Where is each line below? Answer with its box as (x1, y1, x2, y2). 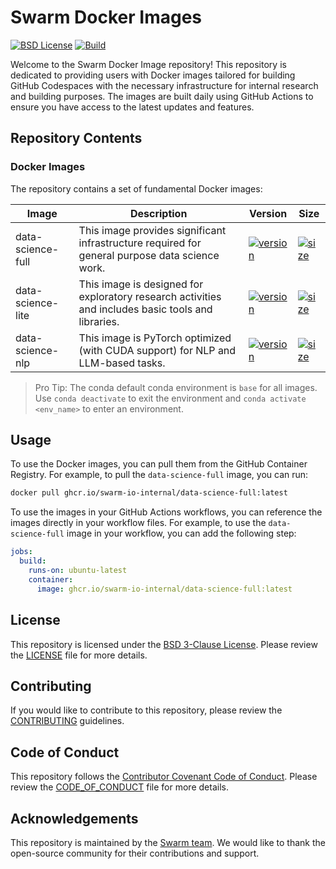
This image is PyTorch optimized (78, 331, 232, 345)
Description (129, 206, 188, 220)
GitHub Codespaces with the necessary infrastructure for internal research (10, 79, 319, 91)
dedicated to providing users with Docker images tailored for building (10, 69, 296, 81)
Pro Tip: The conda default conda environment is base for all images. (34, 381, 318, 393)
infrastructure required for (78, 236, 202, 250)
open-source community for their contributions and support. (10, 847, 260, 859)
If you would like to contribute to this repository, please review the (10, 704, 283, 716)
